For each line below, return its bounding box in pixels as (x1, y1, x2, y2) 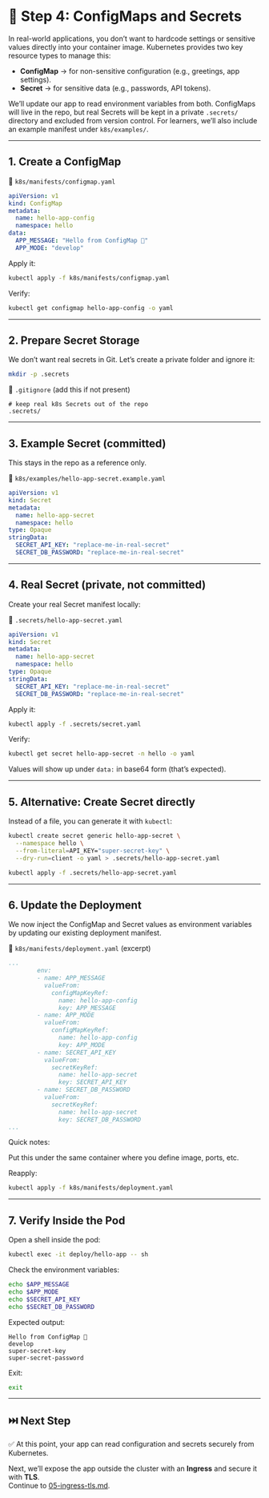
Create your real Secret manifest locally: (8, 599, 141, 609)
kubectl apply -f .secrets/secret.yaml (8, 720, 142, 728)
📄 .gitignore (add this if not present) (8, 385, 130, 395)
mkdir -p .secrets (8, 370, 70, 379)
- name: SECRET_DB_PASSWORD (37, 1085, 130, 1094)
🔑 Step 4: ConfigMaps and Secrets (8, 7, 243, 26)
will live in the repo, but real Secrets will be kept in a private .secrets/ (8, 107, 239, 117)
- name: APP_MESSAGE (37, 974, 106, 982)
